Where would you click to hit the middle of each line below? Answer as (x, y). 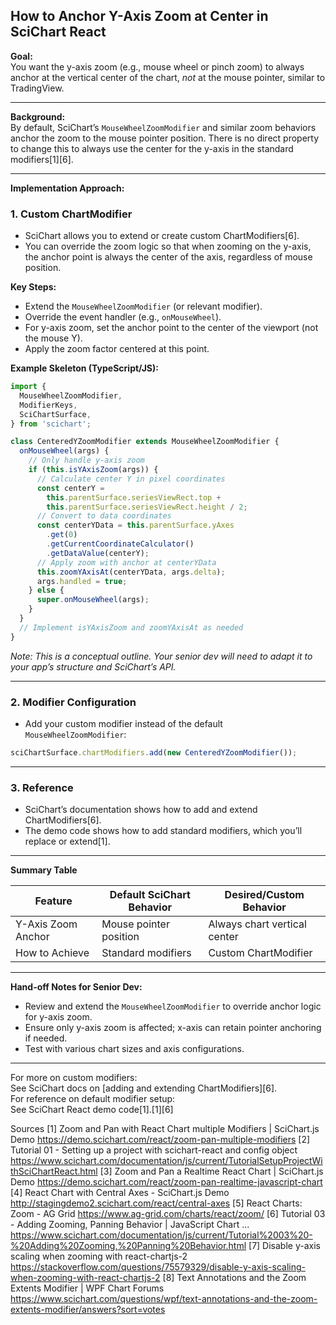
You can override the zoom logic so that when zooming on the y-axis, (168, 246)
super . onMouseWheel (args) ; (93, 600)
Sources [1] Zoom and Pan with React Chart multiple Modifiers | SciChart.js (165, 1129)
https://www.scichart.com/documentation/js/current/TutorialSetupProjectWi (166, 1161)
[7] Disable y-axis (284, 1246)
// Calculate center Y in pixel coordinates (131, 479)
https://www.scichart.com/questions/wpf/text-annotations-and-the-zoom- (164, 1299)
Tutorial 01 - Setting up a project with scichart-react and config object (154, 1150)
